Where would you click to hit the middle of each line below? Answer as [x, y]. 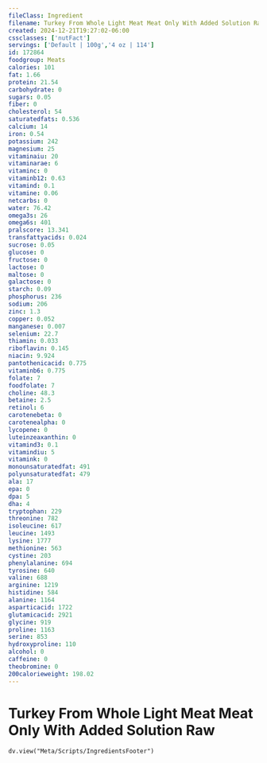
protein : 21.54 [33, 82]
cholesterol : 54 [35, 112]
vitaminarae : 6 [33, 164]
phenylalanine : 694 [41, 563]
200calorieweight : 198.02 [51, 674]
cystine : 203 [30, 555]
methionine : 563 [35, 548]
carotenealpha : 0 [37, 422]
